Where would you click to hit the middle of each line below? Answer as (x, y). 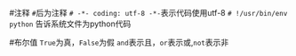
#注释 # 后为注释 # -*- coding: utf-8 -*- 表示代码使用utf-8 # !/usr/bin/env (148, 13)
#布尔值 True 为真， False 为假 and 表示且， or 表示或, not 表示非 (119, 42)
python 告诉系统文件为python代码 (70, 24)
